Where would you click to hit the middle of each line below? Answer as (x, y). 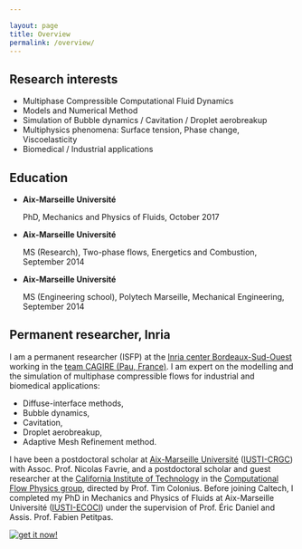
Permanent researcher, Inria (90, 335)
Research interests (64, 79)
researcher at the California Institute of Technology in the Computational (144, 478)
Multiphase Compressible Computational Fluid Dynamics (128, 101)
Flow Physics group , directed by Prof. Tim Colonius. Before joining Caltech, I (151, 488)
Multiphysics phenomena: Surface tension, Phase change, (131, 130)
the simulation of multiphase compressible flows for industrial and (132, 376)
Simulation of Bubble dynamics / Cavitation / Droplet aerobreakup (145, 120)
